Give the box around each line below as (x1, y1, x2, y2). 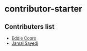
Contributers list (4, 23, 55, 31)
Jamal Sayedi (11, 40, 38, 46)
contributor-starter (4, 3, 83, 14)
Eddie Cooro (11, 35, 37, 41)
